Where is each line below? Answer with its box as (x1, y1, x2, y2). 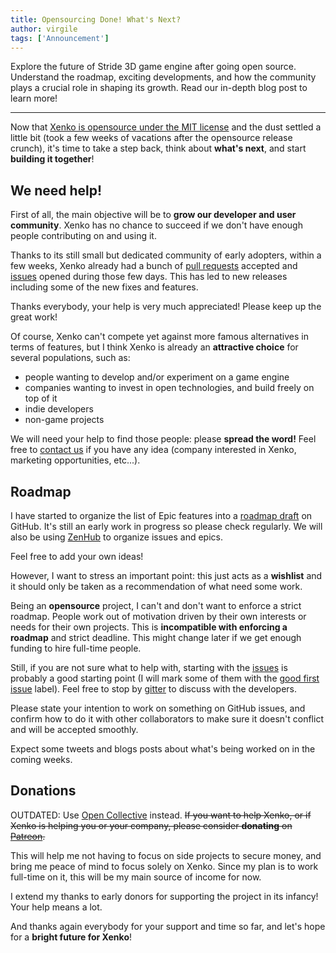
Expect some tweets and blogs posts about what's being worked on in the (10, 743, 316, 755)
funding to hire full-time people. (10, 642, 142, 654)
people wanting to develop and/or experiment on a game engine (24, 371, 290, 383)
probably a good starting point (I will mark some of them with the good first (10, 672, 320, 684)
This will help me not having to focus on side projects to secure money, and (10, 849, 322, 861)
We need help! (10, 182, 103, 199)
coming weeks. (10, 754, 73, 765)
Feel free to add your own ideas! (10, 551, 144, 562)
